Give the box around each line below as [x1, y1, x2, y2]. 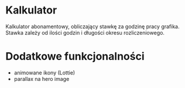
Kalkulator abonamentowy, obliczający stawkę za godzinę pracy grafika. [5, 23, 180, 30]
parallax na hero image [13, 75, 70, 82]
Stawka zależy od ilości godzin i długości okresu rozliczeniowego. [5, 29, 165, 36]
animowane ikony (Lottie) [13, 69, 76, 76]
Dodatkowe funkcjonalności [5, 50, 145, 63]
